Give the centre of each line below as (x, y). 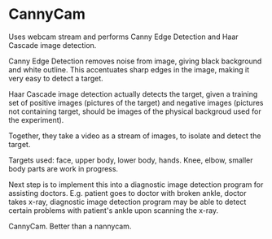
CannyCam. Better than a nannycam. (70, 226)
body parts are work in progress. (64, 168)
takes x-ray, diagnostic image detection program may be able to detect (127, 202)
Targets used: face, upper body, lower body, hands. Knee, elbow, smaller (131, 160)
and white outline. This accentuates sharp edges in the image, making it (129, 69)
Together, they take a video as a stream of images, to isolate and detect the (135, 136)
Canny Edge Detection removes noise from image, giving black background (135, 61)
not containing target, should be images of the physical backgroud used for (135, 111)
